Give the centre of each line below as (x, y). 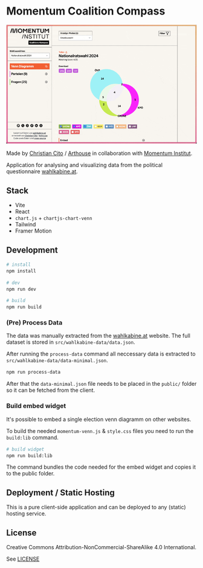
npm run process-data (34, 372)
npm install (21, 271)
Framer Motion (34, 231)
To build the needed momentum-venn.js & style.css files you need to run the (100, 431)
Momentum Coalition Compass (86, 11)
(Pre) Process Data (34, 323)
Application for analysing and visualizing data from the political (85, 165)
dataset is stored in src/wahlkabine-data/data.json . (71, 342)
